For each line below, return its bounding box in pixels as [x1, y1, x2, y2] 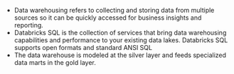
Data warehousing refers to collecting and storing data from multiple [14, 6, 215, 14]
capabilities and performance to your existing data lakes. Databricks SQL [14, 36, 228, 44]
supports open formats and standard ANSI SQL [14, 44, 153, 51]
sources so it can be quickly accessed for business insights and [14, 13, 202, 22]
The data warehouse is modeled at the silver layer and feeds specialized [14, 51, 226, 59]
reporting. [14, 21, 44, 29]
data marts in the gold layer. [14, 58, 96, 66]
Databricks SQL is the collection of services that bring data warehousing [14, 28, 227, 37]
